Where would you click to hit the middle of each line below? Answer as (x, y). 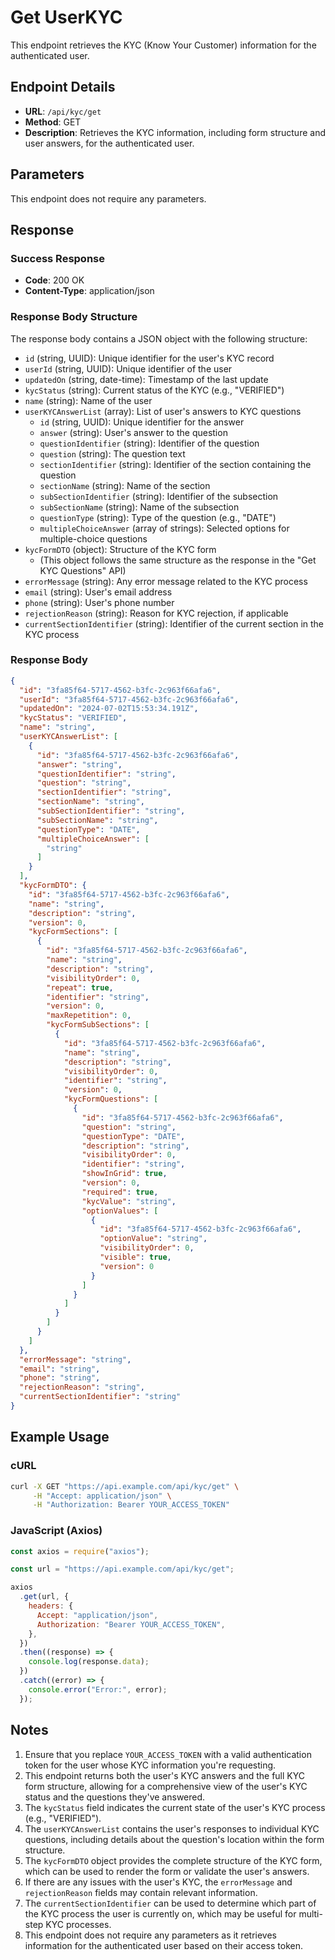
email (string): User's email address (98, 592)
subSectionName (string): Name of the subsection (139, 507)
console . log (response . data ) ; (89, 1662)
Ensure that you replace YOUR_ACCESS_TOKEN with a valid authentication (168, 1754)
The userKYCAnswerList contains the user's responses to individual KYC (172, 1828)
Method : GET (53, 122)
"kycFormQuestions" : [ (111, 1099)
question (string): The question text (112, 453)
